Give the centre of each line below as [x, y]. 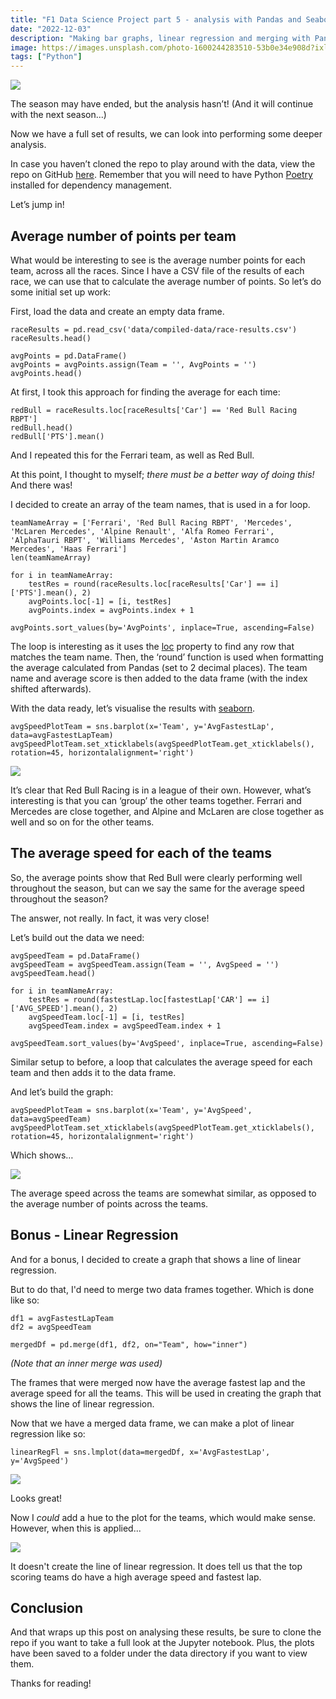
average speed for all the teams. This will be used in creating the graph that [166, 1393]
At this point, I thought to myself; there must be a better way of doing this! [162, 474]
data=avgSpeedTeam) [51, 1119]
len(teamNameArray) [51, 557]
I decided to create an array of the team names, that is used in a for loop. [160, 504]
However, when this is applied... [76, 1528]
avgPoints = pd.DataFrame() [69, 356]
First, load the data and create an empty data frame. [117, 311]
